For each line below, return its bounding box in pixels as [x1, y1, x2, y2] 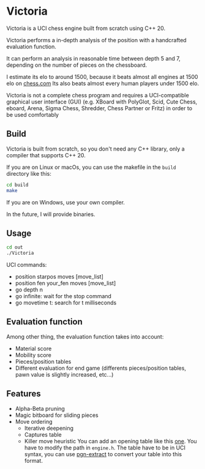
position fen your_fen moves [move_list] [15, 280, 116, 287]
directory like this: [6, 170, 52, 177]
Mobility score [15, 351, 52, 359]
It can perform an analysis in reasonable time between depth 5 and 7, [6, 54, 181, 62]
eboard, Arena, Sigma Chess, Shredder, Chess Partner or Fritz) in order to [6, 104, 193, 111]
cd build [6, 182, 29, 188]
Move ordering [15, 418, 53, 425]
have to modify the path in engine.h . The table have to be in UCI [24, 444, 185, 451]
